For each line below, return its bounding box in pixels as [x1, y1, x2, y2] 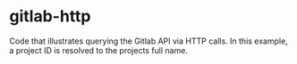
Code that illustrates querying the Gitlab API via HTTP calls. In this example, [9, 36, 288, 46]
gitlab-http [9, 6, 91, 27]
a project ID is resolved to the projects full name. [9, 44, 188, 55]
